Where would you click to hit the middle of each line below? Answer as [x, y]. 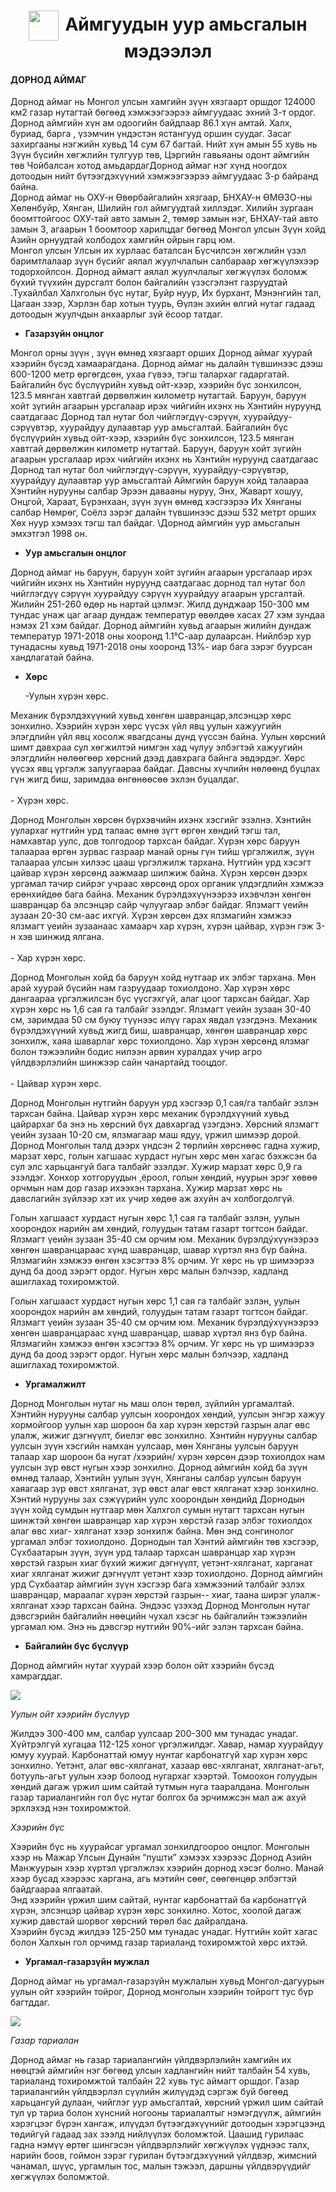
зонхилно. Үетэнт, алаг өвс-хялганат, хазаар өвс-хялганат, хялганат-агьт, [167, 1766]
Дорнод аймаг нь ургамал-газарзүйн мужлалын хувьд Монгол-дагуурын [167, 1981]
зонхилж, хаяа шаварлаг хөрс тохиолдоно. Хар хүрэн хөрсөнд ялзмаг [160, 1041]
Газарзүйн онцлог [64, 334]
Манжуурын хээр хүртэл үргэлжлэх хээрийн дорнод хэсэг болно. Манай [167, 1868]
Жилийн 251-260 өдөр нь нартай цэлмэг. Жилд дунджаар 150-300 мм [160, 604]
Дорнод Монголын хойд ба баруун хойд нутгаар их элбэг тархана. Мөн [163, 977]
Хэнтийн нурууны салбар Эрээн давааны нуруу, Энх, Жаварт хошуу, [157, 491]
